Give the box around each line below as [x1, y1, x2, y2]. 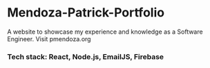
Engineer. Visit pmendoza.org [7, 34, 91, 43]
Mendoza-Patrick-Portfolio [7, 5, 164, 21]
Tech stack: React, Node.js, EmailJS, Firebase [7, 52, 164, 61]
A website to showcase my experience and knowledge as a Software [7, 27, 203, 36]
